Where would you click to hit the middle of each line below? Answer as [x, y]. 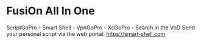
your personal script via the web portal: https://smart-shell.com [86, 33]
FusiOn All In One [51, 11]
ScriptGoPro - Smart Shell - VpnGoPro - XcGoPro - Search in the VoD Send [101, 27]
